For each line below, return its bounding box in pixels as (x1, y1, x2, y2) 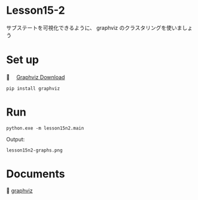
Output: (6, 135, 25, 143)
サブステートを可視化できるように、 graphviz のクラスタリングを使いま (6, 24, 182, 31)
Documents (6, 167, 65, 180)
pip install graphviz (6, 85, 60, 92)
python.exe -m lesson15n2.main (6, 125, 84, 131)
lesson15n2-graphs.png (6, 147, 63, 153)
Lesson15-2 (6, 4, 65, 17)
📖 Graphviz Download (6, 73, 65, 81)
